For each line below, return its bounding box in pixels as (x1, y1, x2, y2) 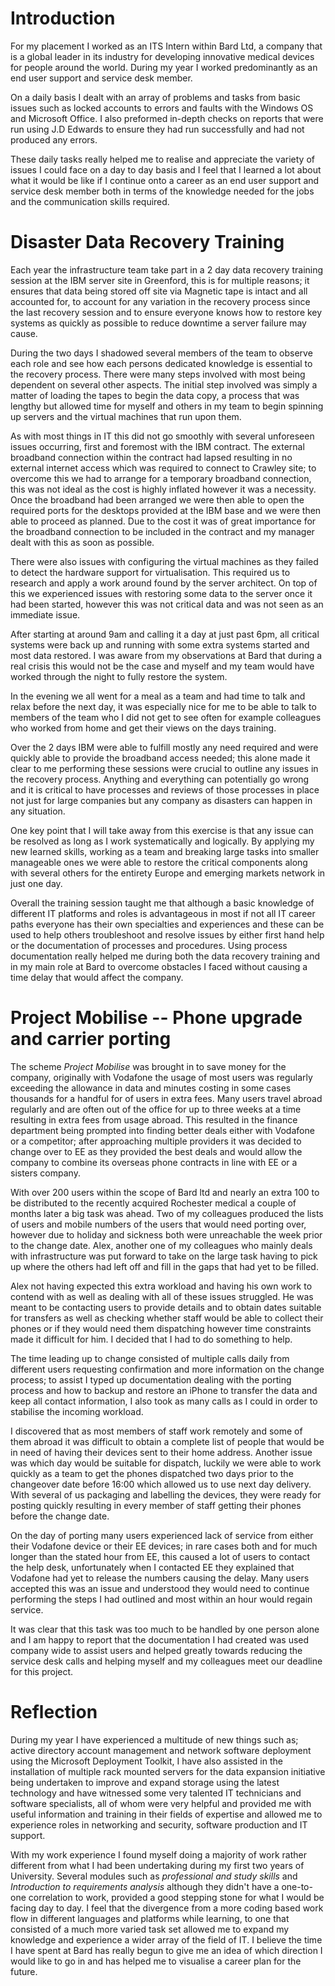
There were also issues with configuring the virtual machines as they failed (10, 555, 319, 567)
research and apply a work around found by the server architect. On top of (10, 577, 318, 589)
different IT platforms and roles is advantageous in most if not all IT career (10, 907, 316, 919)
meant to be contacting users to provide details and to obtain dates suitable (10, 1301, 322, 1313)
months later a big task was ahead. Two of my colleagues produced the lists (10, 1207, 324, 1219)
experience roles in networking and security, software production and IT (10, 1818, 308, 1831)
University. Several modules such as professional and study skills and (10, 1870, 298, 1882)
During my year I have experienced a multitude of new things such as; (10, 1733, 299, 1746)
